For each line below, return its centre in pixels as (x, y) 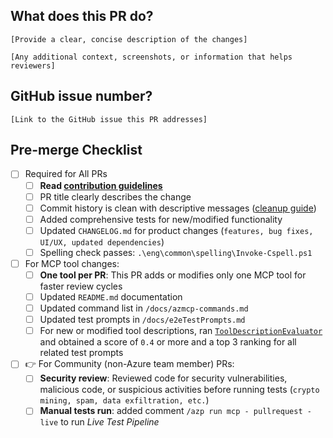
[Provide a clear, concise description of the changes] (129, 39)
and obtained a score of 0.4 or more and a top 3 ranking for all (168, 342)
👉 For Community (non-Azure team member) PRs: (129, 364)
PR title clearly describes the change (115, 196)
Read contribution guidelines (101, 185)
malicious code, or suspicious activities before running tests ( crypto (179, 390)
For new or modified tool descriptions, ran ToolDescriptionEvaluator (181, 331)
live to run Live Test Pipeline (99, 422)
